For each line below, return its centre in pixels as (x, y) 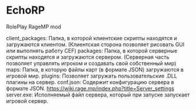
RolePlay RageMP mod (34, 27)
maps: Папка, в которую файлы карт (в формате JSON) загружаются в (95, 69)
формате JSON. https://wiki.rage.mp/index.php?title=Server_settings (90, 88)
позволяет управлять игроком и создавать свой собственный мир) (91, 63)
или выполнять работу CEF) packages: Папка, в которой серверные (92, 50)
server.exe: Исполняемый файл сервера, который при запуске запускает (98, 95)
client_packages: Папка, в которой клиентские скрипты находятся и (92, 38)
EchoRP (26, 10)
